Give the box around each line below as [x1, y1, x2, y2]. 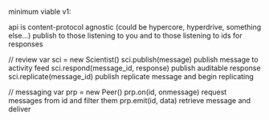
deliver [8, 104, 31, 114]
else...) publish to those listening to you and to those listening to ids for [8, 31, 243, 40]
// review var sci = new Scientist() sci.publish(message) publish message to [8, 55, 259, 64]
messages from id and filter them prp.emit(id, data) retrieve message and [8, 96, 251, 105]
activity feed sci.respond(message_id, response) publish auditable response [8, 63, 261, 73]
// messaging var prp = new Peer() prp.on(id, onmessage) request [8, 87, 227, 97]
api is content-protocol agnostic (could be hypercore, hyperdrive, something [8, 22, 262, 31]
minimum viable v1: [8, 7, 71, 16]
